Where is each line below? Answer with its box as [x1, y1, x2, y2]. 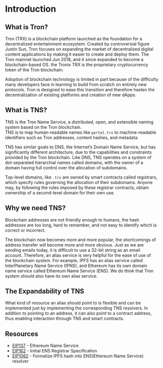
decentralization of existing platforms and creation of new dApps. [5, 92, 136, 98]
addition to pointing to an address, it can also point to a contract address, [5, 310, 152, 316]
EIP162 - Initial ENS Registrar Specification [12, 348, 97, 354]
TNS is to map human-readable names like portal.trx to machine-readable [5, 129, 157, 135]
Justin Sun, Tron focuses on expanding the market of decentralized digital [5, 46, 154, 52]
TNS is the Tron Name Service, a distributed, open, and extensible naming [5, 119, 154, 125]
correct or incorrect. [5, 227, 46, 233]
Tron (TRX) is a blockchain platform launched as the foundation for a [5, 36, 143, 41]
